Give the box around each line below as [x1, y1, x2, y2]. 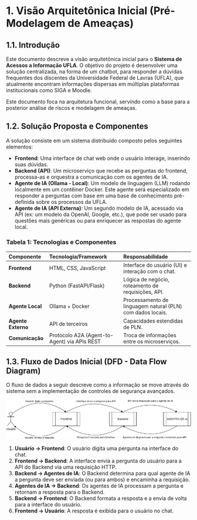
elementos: [6, 143, 33, 150]
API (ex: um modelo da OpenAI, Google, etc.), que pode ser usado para [14, 210, 187, 218]
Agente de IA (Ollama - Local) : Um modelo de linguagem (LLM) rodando [14, 179, 191, 186]
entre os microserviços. [123, 338, 181, 345]
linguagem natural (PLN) [123, 303, 182, 310]
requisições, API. [123, 288, 164, 296]
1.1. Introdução [6, 40, 60, 50]
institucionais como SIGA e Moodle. [6, 87, 92, 93]
